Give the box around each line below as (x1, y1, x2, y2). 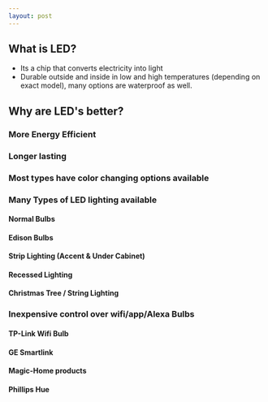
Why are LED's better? (8, 104, 124, 118)
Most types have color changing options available (8, 172, 210, 184)
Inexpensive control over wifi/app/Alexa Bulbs (8, 309, 195, 320)
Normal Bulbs (8, 214, 55, 224)
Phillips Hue (8, 384, 50, 394)
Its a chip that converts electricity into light (19, 63, 164, 73)
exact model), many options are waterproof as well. (19, 80, 192, 90)
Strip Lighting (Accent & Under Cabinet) (8, 251, 145, 261)
